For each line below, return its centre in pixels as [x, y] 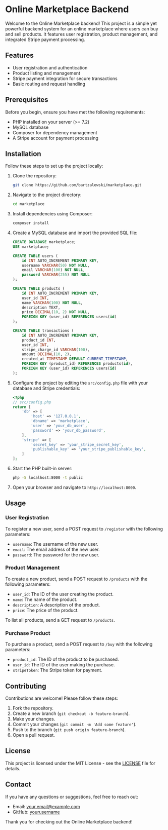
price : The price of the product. [46, 610]
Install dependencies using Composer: [52, 214]
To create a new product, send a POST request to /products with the [76, 579]
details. [13, 768]
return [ [22, 407]
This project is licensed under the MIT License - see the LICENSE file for [80, 763]
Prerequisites [27, 100]
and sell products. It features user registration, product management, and [81, 34]
